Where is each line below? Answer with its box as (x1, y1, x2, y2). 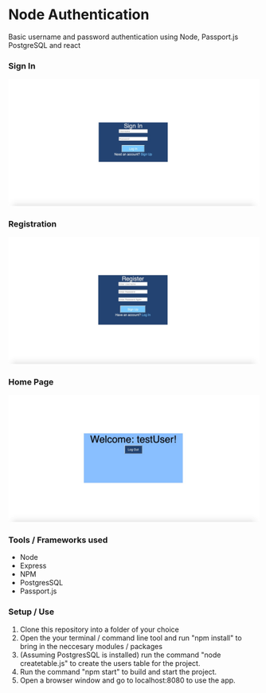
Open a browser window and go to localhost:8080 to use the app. (19, 675, 237, 685)
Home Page (8, 376, 54, 388)
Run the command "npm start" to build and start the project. (19, 667, 217, 676)
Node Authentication (8, 6, 150, 24)
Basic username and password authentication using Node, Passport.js (8, 32, 239, 41)
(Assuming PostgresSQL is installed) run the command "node (19, 650, 221, 660)
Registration (8, 218, 57, 229)
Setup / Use (8, 606, 54, 617)
